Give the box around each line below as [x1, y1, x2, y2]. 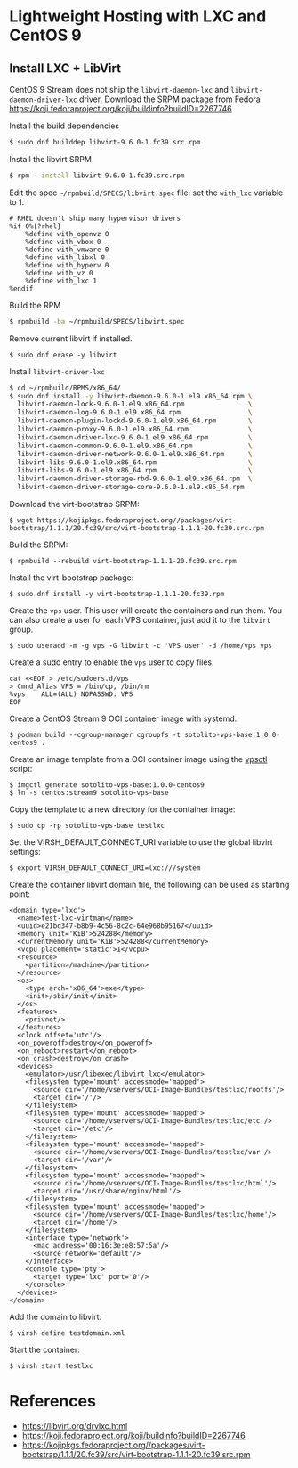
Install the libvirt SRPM [9, 153, 92, 164]
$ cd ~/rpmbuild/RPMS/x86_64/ [9, 383, 122, 392]
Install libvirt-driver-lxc [9, 365, 105, 376]
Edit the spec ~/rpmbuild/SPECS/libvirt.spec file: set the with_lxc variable [9, 187, 284, 198]
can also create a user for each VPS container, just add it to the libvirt [9, 615, 271, 625]
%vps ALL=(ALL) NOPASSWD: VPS [9, 690, 133, 699]
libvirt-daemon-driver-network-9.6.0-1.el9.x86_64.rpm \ [17, 449, 253, 458]
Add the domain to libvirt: [9, 1312, 102, 1322]
